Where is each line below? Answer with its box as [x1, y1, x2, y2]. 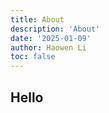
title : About [10, 14, 65, 25]
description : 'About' [10, 24, 101, 34]
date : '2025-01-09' [10, 33, 92, 43]
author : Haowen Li [10, 42, 87, 53]
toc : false [10, 52, 56, 62]
